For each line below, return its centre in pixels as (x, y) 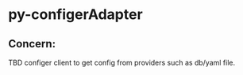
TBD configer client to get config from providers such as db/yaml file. (122, 62)
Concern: (32, 44)
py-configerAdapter (75, 15)
